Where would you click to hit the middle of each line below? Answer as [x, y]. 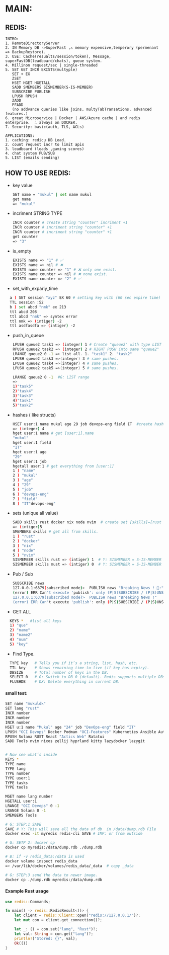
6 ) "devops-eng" [31, 494]
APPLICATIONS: [20, 136]
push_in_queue [28, 336]
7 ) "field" [25, 499]
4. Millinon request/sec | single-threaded [52, 65]
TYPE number [18, 773]
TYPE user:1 [18, 778]
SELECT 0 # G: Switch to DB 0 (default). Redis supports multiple [83, 677]
